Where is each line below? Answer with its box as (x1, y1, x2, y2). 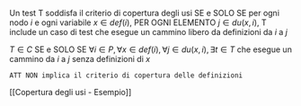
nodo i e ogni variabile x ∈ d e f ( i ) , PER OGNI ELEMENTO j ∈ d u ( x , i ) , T (9, 17, 267, 28)
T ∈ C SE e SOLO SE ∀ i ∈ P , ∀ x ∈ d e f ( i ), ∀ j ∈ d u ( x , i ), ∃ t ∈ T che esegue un (9, 44, 292, 55)
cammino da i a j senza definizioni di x (9, 54, 151, 64)
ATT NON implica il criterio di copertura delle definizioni (9, 71, 243, 80)
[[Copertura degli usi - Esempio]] (9, 87, 132, 97)
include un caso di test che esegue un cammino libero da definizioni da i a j (9, 27, 288, 37)
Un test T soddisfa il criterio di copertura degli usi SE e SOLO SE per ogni (9, 8, 280, 18)
